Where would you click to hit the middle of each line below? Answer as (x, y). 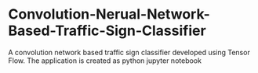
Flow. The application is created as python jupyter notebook (105, 61)
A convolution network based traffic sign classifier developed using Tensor (129, 52)
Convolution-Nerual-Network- (109, 14)
